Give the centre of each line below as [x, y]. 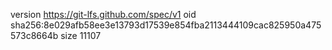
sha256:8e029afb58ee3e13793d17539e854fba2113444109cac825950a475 [166, 25]
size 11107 [81, 35]
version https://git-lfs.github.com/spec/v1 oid [103, 14]
